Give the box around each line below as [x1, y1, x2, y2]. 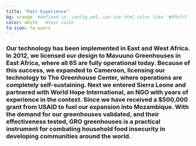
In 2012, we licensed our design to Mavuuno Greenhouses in [6, 52, 181, 60]
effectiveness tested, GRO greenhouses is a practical [6, 118, 161, 126]
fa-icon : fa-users [6, 25, 51, 31]
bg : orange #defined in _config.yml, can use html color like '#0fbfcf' [6, 14, 190, 20]
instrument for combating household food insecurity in [6, 125, 166, 133]
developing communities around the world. [6, 133, 132, 141]
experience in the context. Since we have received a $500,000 [6, 96, 188, 104]
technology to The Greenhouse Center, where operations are [6, 74, 183, 82]
